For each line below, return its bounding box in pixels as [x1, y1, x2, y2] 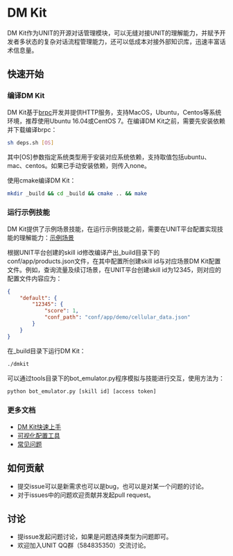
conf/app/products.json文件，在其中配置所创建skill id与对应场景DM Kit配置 [7, 257, 221, 265]
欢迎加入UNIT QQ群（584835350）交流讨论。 [17, 541, 150, 550]
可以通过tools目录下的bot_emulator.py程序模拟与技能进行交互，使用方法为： [7, 373, 225, 382]
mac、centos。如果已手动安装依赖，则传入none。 [7, 161, 150, 169]
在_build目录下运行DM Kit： [7, 346, 86, 355]
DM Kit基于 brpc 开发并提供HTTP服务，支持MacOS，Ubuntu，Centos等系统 [7, 108, 222, 116]
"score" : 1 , [44, 308, 79, 314]
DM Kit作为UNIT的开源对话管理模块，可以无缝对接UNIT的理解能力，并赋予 [7, 28, 220, 37]
